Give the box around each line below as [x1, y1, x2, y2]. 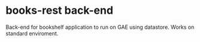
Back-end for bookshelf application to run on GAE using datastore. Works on [5, 23, 195, 31]
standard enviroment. [5, 29, 59, 37]
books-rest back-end [5, 4, 114, 17]
